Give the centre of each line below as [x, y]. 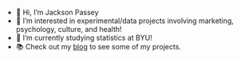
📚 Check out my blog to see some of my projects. [99, 47]
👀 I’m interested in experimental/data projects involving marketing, [124, 21]
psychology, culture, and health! [69, 29]
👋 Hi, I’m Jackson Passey [57, 12]
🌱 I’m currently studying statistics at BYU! [84, 37]
